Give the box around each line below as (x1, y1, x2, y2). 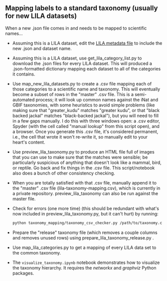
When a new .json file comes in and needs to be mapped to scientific (5, 25, 147, 31)
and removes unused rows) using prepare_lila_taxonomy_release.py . (12, 234, 154, 240)
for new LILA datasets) (5, 12, 77, 20)
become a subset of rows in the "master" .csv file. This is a (12, 91, 134, 97)
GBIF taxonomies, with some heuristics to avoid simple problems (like (12, 102, 155, 108)
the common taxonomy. (12, 249, 61, 255)
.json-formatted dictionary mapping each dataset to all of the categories (12, 65, 161, 71)
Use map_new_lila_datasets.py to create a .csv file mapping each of (12, 80, 152, 86)
